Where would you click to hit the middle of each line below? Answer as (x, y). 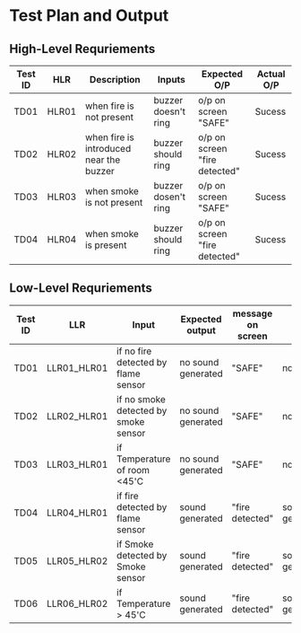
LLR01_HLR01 (77, 367)
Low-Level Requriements (81, 288)
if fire (127, 496)
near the (103, 160)
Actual (271, 74)
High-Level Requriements (82, 49)
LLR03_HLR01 (77, 464)
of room (133, 470)
